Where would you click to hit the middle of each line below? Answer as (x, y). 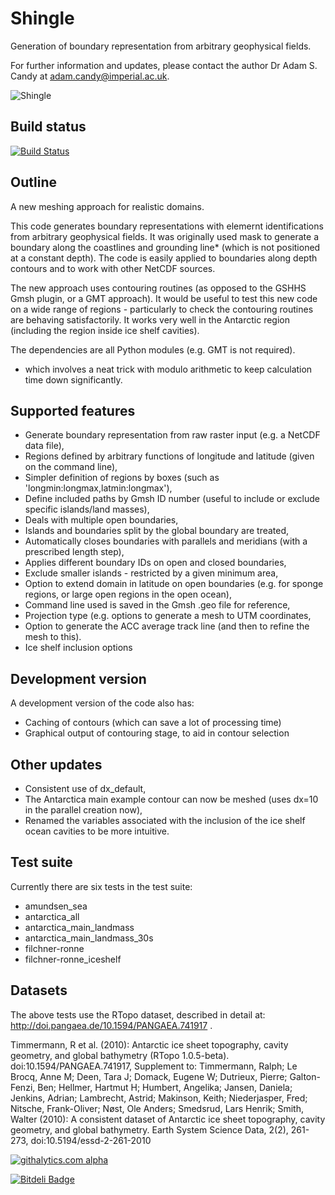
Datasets (39, 990)
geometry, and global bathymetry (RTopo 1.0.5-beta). (120, 1055)
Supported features (73, 410)
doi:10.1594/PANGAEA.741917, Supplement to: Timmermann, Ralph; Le (154, 1066)
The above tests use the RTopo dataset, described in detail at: (138, 1014)
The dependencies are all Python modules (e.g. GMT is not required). (153, 349)
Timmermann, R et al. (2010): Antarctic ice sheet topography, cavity (149, 1044)
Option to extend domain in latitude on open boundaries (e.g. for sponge (174, 584)
